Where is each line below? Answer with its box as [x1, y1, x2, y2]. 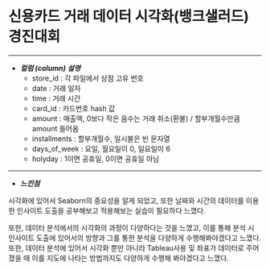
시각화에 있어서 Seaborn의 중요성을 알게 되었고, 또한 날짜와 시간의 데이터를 [8, 195, 244, 206]
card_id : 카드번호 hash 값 [31, 103, 116, 113]
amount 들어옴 [31, 123, 79, 133]
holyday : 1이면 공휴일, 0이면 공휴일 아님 [31, 154, 160, 164]
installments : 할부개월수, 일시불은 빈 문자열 [31, 134, 170, 143]
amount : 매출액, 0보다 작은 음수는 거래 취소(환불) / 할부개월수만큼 [31, 114, 241, 123]
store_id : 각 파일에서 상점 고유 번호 [31, 73, 145, 83]
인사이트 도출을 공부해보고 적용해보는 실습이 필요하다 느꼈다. [16, 206, 207, 215]
